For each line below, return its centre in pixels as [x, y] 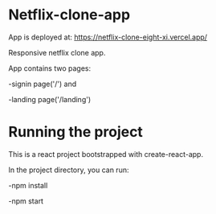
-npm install [28, 185]
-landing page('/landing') [50, 99]
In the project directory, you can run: [69, 170]
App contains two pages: [49, 68]
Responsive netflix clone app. [57, 52]
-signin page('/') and [43, 84]
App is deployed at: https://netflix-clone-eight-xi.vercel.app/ [108, 37]
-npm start [26, 201]
